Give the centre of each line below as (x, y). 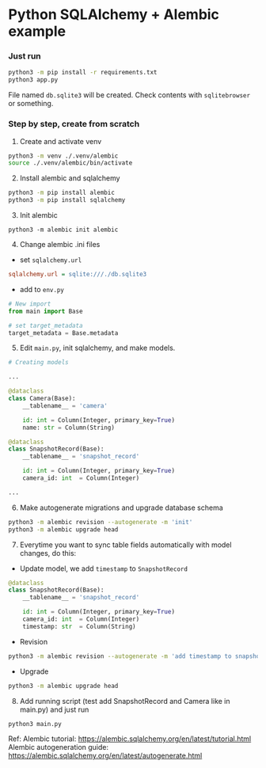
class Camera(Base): (42, 399)
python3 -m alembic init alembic (63, 230)
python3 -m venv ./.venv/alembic (63, 156)
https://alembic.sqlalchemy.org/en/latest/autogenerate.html (105, 756)
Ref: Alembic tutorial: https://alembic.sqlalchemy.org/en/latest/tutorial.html (130, 739)
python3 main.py (35, 724)
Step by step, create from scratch (74, 124)
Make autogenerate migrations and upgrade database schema (121, 508)
